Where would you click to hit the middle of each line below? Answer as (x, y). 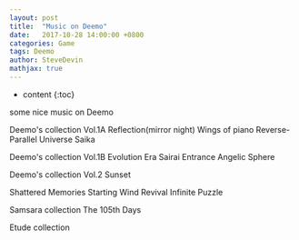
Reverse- (273, 129)
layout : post (34, 18)
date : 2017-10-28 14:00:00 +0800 (77, 35)
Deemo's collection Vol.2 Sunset (70, 175)
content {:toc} (49, 94)
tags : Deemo (32, 52)
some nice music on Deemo (61, 112)
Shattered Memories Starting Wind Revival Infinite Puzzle (116, 192)
